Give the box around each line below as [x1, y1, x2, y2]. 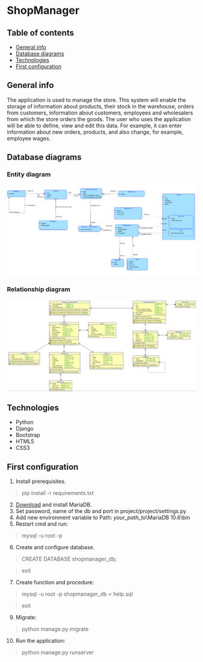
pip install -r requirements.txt [21, 490, 94, 497]
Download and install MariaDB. [15, 501, 92, 508]
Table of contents [7, 28, 74, 38]
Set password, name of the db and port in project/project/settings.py [15, 508, 187, 515]
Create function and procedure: [15, 579, 94, 586]
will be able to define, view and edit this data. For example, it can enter [7, 122, 183, 129]
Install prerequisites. [15, 478, 66, 485]
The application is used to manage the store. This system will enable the [7, 96, 186, 103]
